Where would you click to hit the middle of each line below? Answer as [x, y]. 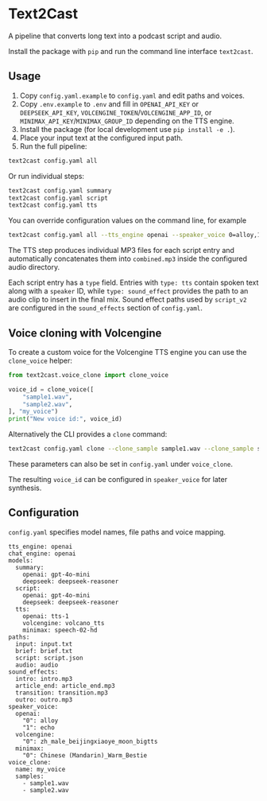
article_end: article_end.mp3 [65, 686]
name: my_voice [41, 769]
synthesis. [25, 488]
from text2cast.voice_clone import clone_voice [89, 375]
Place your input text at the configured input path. [101, 138]
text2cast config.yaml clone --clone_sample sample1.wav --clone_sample [131, 449]
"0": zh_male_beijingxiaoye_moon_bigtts [90, 741]
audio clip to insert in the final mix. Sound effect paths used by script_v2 [128, 300]
